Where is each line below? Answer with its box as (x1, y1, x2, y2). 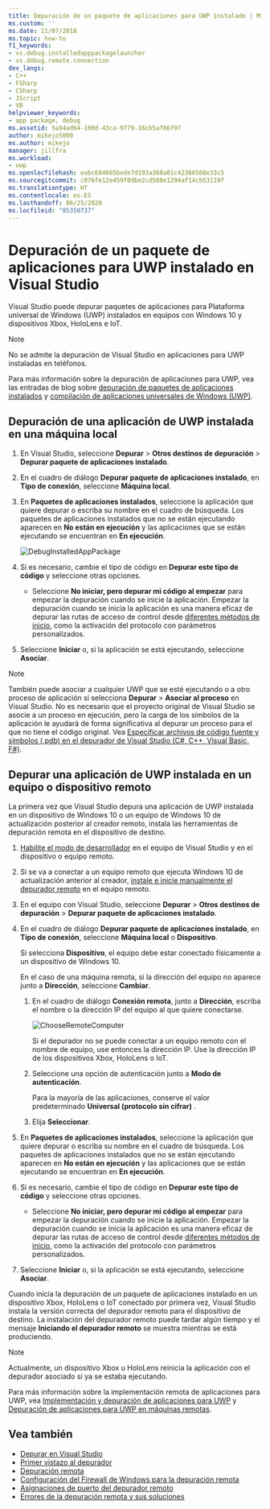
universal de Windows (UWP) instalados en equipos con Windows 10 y (8, 311, 243, 320)
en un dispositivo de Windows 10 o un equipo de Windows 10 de (8, 810, 221, 819)
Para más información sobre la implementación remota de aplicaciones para (8, 1387, 260, 1396)
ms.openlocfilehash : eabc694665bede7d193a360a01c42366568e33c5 (8, 169, 225, 177)
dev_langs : (8, 64, 45, 72)
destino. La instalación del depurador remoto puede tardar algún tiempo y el (8, 1314, 260, 1324)
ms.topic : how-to (8, 34, 67, 43)
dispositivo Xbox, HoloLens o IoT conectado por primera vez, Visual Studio (8, 1297, 256, 1307)
